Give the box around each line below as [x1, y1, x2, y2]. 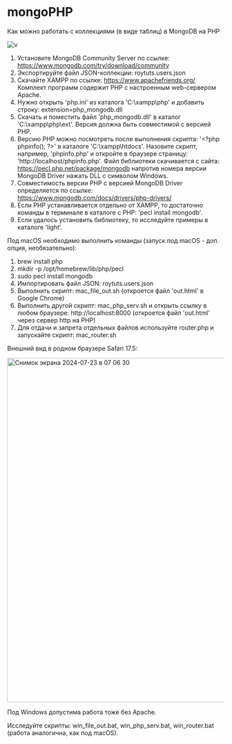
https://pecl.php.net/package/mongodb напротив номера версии [17, 164, 207, 172]
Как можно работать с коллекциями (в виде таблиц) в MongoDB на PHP [7, 27, 220, 35]
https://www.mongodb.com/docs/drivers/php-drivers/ [17, 193, 172, 201]
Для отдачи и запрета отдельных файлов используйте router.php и [17, 323, 214, 332]
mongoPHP [7, 4, 74, 20]
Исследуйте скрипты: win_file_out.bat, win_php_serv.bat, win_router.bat [7, 721, 214, 729]
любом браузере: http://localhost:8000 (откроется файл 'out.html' [17, 309, 211, 317]
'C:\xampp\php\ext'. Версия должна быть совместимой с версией [17, 120, 211, 128]
